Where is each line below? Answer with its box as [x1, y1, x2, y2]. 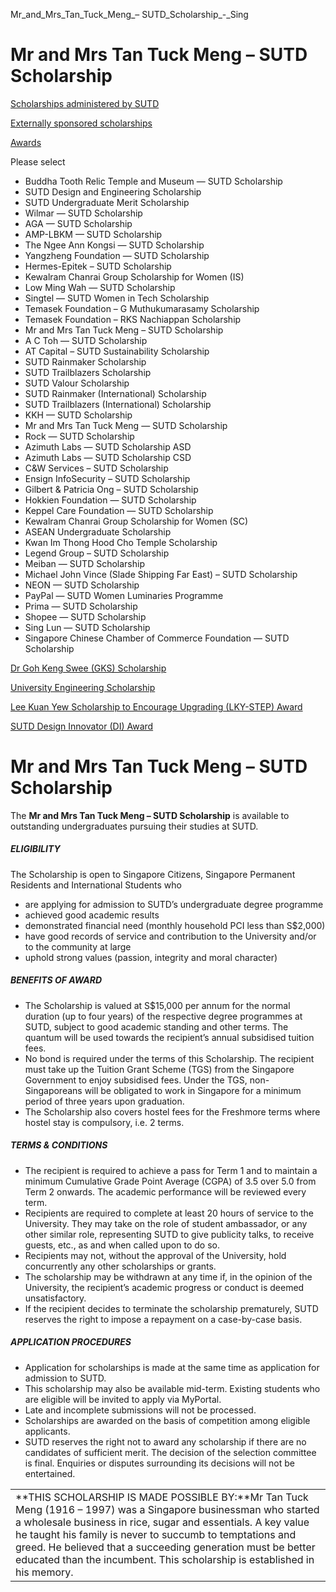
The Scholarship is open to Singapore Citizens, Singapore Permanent [10, 868, 296, 880]
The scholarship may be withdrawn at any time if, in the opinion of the [24, 1270, 313, 1283]
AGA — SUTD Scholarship [24, 217, 133, 229]
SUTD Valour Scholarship [24, 377, 130, 389]
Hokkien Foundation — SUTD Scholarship [24, 494, 197, 506]
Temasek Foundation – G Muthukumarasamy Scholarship [24, 302, 260, 314]
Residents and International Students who [10, 879, 182, 891]
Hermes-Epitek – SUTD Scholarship [24, 260, 172, 272]
